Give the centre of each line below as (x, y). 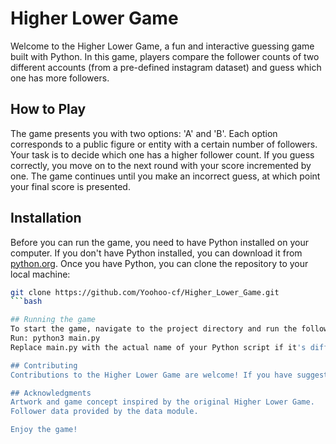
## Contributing (44, 365)
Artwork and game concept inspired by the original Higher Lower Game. (162, 402)
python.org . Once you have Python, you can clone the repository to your (159, 263)
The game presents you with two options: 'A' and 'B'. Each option (144, 133)
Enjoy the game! (44, 430)
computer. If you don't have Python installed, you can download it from (156, 253)
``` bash (26, 302)
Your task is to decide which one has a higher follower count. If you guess (162, 154)
